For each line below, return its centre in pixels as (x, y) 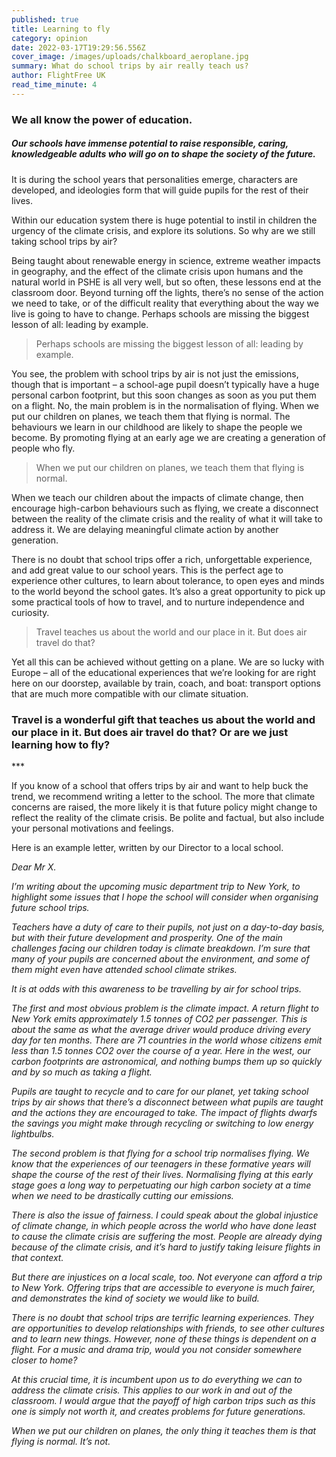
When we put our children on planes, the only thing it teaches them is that (164, 1430)
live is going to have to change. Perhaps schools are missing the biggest (160, 313)
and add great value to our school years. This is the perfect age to (147, 570)
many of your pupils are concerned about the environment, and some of (160, 958)
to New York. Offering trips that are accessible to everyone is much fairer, (163, 1287)
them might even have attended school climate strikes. (124, 969)
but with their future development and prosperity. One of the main (147, 937)
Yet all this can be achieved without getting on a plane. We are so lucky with (168, 662)
